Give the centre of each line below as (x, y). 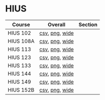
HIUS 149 (19, 81)
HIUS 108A (21, 41)
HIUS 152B (21, 89)
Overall (56, 24)
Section (88, 24)
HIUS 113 (19, 49)
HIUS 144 (19, 73)
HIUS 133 (19, 65)
